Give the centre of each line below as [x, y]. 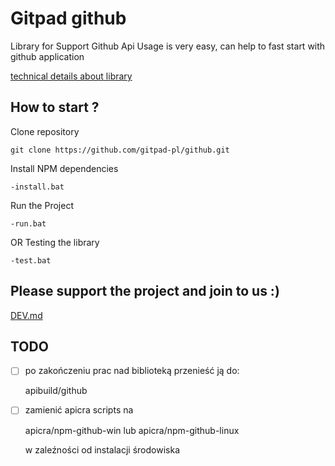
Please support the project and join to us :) [145, 291]
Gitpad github [68, 18]
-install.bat [37, 187]
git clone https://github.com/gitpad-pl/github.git [120, 150]
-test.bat [31, 260]
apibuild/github [56, 391]
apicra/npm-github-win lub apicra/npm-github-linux [132, 430]
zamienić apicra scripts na [79, 410]
